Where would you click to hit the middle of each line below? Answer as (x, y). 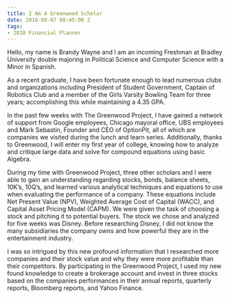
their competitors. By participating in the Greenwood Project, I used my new (114, 266)
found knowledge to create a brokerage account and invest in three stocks (113, 274)
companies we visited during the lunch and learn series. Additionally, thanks (115, 137)
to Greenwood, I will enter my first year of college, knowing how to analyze (113, 144)
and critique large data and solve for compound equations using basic (106, 152)
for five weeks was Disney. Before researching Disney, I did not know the (111, 223)
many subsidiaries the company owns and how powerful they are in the (108, 231)
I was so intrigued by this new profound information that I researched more (113, 252)
